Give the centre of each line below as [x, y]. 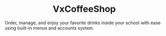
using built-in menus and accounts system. [49, 28]
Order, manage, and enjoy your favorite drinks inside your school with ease [83, 23]
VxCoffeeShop [84, 9]
